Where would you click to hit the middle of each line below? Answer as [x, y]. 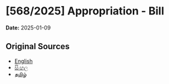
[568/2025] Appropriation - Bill [85, 11]
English [23, 61]
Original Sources [38, 46]
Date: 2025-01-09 [28, 28]
